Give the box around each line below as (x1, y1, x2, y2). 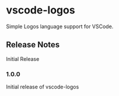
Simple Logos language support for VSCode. (6, 23, 114, 30)
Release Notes (6, 40, 60, 50)
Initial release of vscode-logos (6, 83, 79, 91)
